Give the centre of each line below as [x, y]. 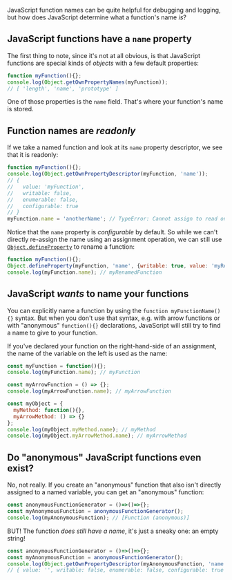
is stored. [20, 109]
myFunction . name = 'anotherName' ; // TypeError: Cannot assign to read [112, 219]
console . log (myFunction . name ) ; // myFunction [74, 373]
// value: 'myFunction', [46, 187]
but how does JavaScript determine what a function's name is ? [97, 17]
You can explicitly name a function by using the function [88, 310]
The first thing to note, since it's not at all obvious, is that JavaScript [104, 55]
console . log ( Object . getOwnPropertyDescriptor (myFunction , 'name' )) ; [108, 174]
